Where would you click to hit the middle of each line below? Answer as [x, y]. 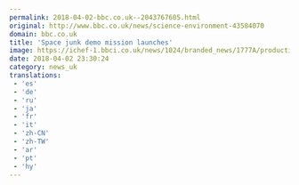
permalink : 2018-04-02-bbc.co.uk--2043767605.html [105, 17]
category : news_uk [43, 68]
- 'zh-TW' [31, 141]
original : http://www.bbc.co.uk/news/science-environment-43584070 [137, 26]
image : [21, 51]
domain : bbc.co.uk [43, 34]
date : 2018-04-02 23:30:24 [59, 59]
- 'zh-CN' [31, 133]
